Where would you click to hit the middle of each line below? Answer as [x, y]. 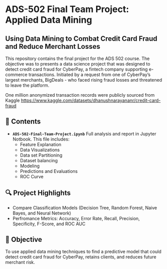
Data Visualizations [40, 150]
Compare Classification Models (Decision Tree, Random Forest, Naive [85, 208]
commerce [16, 75]
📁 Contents [23, 122]
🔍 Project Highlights [38, 193]
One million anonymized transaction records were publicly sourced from [80, 95]
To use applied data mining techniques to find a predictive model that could [83, 252]
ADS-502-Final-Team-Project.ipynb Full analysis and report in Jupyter [84, 133]
